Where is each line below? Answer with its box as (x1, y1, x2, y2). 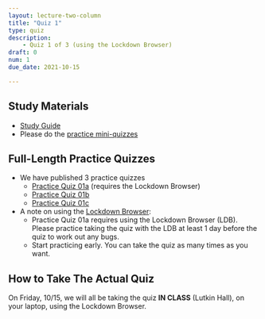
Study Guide (19, 121, 61, 130)
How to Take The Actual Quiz (8, 271, 155, 286)
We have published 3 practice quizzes (19, 173, 146, 183)
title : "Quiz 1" (8, 19, 62, 27)
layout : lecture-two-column (8, 11, 102, 20)
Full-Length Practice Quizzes (8, 152, 156, 165)
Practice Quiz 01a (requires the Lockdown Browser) (31, 182, 201, 191)
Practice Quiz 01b (31, 190, 90, 199)
